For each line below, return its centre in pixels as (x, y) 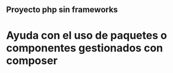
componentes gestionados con (85, 48)
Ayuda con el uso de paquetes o (87, 35)
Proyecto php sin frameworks (62, 10)
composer (32, 60)
